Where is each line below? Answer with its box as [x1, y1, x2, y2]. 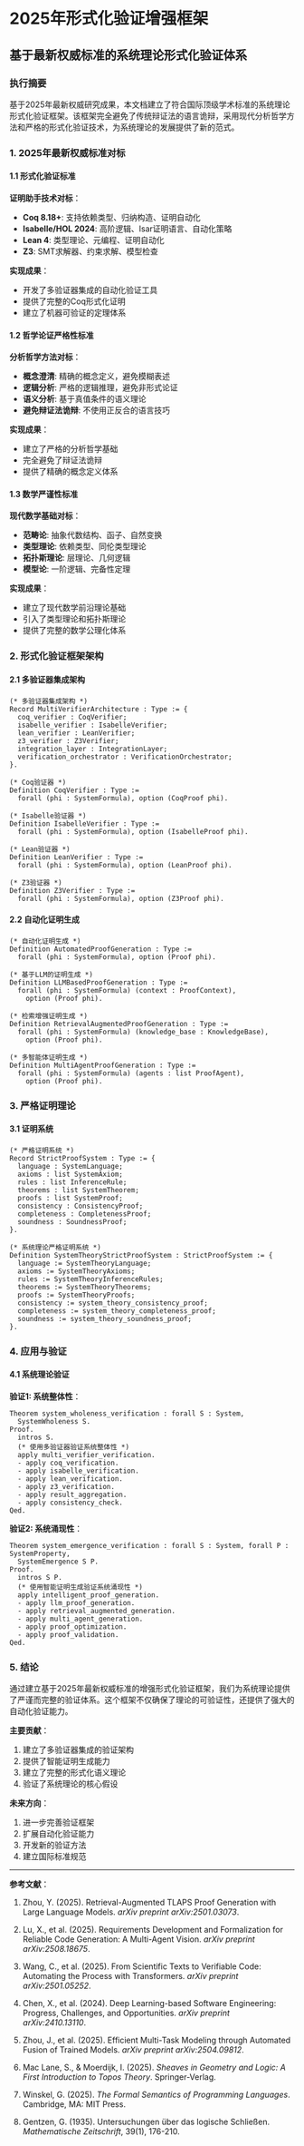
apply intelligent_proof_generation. [17, 1590, 160, 1600]
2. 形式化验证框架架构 [9, 650, 104, 662]
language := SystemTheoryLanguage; [17, 1259, 152, 1268]
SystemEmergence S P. [17, 1557, 100, 1566]
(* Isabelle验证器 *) [9, 811, 87, 820]
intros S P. [17, 1573, 63, 1582]
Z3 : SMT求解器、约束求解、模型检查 [22, 246, 158, 257]
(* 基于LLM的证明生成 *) [9, 970, 93, 979]
